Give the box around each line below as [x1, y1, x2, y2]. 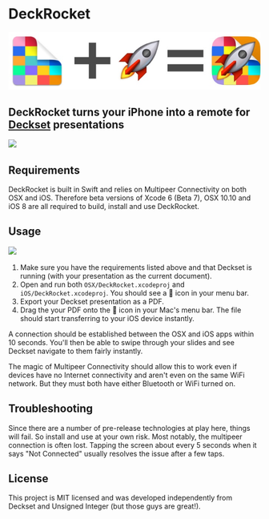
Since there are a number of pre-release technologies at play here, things [8, 423, 251, 432]
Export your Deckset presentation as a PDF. [19, 296, 164, 306]
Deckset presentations [8, 118, 125, 131]
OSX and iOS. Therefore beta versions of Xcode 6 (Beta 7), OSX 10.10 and [8, 193, 251, 203]
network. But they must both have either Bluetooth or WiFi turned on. [8, 378, 236, 388]
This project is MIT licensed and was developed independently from [8, 493, 233, 503]
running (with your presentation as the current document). [19, 271, 212, 280]
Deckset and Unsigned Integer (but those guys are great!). [8, 501, 202, 511]
